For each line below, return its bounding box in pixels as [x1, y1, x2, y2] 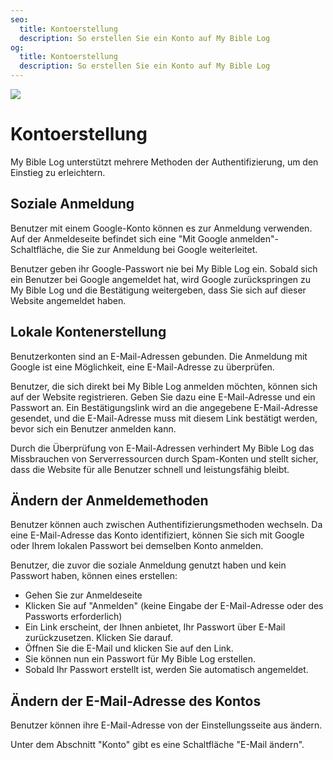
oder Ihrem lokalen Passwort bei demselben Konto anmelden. [10, 540, 264, 552]
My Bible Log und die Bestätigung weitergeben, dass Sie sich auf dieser [10, 284, 307, 296]
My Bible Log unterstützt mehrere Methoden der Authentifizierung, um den [10, 156, 319, 168]
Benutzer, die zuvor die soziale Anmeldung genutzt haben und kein [10, 559, 287, 571]
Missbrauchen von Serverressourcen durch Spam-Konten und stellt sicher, [10, 452, 319, 465]
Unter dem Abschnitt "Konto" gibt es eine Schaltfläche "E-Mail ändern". [10, 739, 305, 751]
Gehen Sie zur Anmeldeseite [24, 589, 143, 601]
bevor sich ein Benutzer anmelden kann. [10, 422, 177, 435]
